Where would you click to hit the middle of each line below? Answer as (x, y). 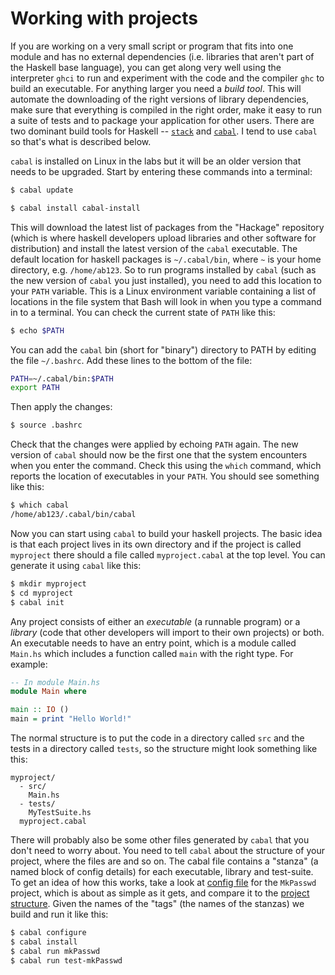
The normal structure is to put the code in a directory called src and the (157, 738)
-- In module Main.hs (55, 682)
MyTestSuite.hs (60, 813)
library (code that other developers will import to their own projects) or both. (167, 632)
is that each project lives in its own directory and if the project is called (156, 544)
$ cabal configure (48, 933)
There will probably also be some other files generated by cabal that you (160, 840)
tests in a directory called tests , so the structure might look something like (164, 749)
